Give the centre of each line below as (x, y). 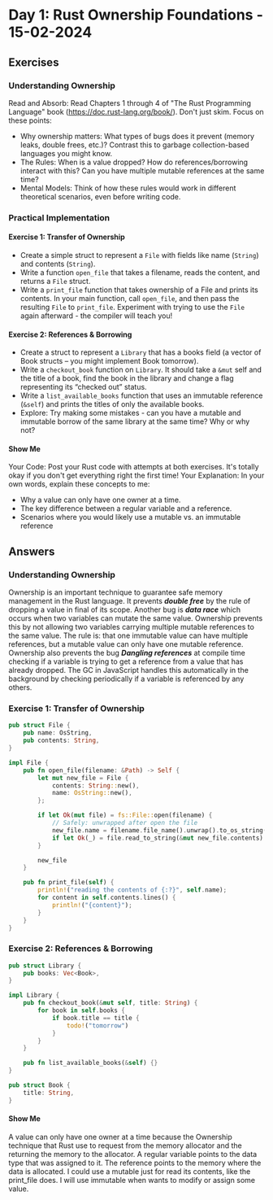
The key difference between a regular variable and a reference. (126, 508)
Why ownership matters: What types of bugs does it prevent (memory (137, 136)
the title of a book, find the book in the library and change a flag (127, 378)
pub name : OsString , (58, 733)
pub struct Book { (39, 1085)
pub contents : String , (61, 741)
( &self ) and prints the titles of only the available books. (112, 404)
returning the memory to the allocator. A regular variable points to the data (133, 1154)
